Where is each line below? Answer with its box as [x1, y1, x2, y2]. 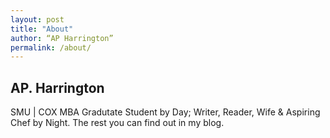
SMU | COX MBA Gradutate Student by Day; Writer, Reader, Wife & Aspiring [10, 106, 321, 118]
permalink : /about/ [10, 42, 92, 53]
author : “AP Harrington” [10, 33, 114, 43]
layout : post [10, 14, 65, 25]
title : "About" [10, 24, 74, 34]
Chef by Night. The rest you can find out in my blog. [10, 117, 225, 129]
